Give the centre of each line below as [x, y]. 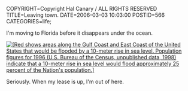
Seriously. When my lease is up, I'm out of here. [65, 81]
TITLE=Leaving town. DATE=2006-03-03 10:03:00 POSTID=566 [86, 15]
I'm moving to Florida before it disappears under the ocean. [79, 33]
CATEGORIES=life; [29, 21]
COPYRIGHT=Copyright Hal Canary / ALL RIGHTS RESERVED [82, 9]
